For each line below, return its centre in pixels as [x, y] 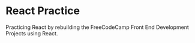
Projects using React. [32, 33]
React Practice [43, 11]
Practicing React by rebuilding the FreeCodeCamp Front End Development [97, 27]
